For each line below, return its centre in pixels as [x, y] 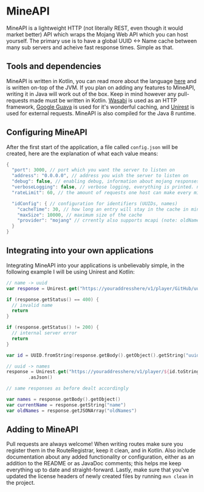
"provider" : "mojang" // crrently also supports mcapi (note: [97, 221]
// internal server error [45, 333]
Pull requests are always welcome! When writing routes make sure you [95, 444]
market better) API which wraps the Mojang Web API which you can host [97, 34]
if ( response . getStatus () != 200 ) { [53, 328]
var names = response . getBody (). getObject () [63, 399]
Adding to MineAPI [42, 430]
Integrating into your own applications [80, 251]
